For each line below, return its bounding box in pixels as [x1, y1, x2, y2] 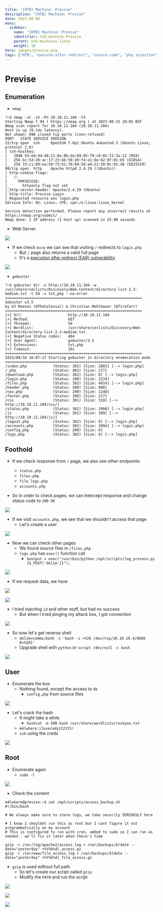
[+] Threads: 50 [5, 321, 73, 326]
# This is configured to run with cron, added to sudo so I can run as [5, 829, 153, 835]
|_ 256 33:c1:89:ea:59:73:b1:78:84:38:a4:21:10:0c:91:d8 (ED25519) [5, 162, 147, 167]
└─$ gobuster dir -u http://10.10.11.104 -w [5, 283, 97, 288]
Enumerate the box [12, 681, 50, 686]
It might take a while [19, 715, 60, 721]
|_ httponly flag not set [5, 183, 68, 188]
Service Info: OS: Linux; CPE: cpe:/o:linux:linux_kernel [5, 200, 125, 205]
